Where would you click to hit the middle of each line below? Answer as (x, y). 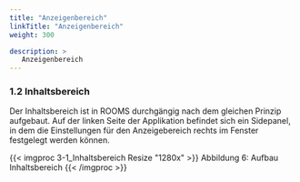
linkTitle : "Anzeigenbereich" (67, 26)
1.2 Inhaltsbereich (50, 92)
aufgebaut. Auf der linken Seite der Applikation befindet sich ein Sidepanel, (150, 121)
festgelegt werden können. (60, 140)
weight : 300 (32, 35)
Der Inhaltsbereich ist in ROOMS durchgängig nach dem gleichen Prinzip (145, 111)
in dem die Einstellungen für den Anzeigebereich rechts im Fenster (134, 131)
